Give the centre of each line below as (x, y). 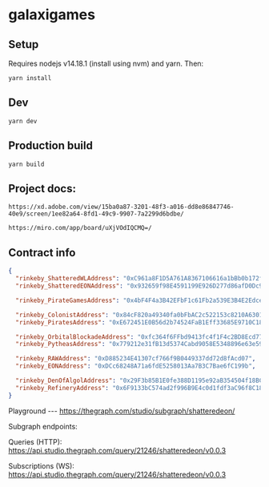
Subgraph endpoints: (43, 426)
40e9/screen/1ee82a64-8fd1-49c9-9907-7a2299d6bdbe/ (96, 214)
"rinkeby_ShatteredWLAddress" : (68, 279)
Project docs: (42, 189)
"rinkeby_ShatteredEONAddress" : (70, 286)
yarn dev (23, 121)
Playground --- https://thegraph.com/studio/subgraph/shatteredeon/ (122, 411)
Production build (51, 146)
